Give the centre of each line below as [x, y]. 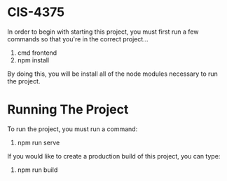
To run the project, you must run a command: [73, 129]
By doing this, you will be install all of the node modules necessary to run [113, 74]
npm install [33, 60]
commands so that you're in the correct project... [78, 39]
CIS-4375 [36, 12]
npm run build [37, 170]
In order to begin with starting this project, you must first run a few [103, 32]
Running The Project [68, 110]
